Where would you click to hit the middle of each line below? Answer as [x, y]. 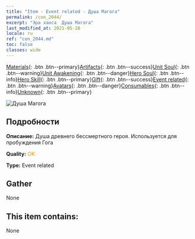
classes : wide [24, 50]
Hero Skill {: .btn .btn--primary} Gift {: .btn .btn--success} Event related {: [103, 79]
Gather [19, 184]
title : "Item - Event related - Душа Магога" [63, 12]
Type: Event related [30, 165]
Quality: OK [21, 153]
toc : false [19, 45]
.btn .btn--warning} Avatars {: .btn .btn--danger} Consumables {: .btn [88, 86]
